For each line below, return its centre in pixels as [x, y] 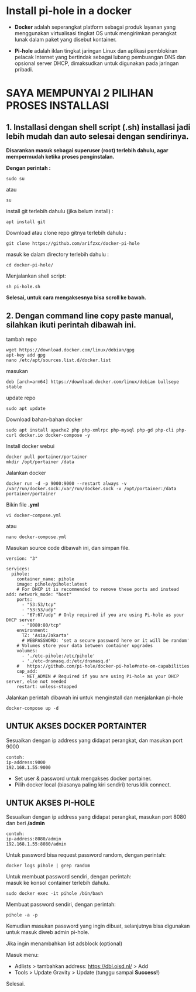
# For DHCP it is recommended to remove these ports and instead [98, 589]
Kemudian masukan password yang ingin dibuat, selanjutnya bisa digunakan [98, 926]
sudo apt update [26, 408]
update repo [21, 398]
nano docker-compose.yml [36, 537]
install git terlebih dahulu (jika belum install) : [60, 211]
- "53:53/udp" [39, 610]
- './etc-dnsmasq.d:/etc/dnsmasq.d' [66, 661]
